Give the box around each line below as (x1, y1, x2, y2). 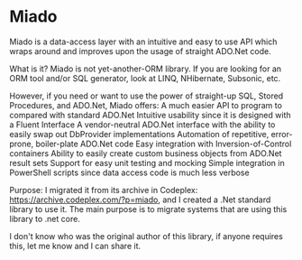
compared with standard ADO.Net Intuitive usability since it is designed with (9, 109, 291, 120)
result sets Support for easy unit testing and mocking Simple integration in (9, 157, 286, 168)
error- (270, 128, 293, 139)
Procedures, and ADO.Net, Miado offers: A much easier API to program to (9, 99, 282, 110)
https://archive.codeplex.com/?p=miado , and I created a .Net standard (9, 194, 271, 205)
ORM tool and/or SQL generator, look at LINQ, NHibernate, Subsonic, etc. (9, 72, 281, 83)
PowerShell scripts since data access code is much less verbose (9, 167, 250, 178)
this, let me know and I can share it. (9, 240, 142, 251)
